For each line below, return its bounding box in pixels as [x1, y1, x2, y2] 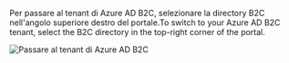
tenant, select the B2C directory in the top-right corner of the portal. [9, 27, 266, 37]
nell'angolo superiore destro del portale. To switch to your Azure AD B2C [9, 17, 281, 28]
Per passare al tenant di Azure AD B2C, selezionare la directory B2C [9, 8, 265, 18]
